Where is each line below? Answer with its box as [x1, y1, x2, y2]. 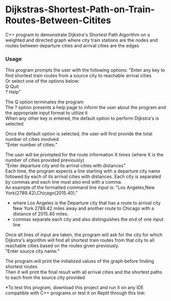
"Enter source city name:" [5, 248, 60, 254]
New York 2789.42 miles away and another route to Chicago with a [12, 205, 155, 211]
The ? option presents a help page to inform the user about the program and [5, 104, 166, 111]
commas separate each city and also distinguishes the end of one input [12, 216, 164, 222]
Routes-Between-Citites [5, 14, 111, 26]
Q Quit [5, 83, 19, 90]
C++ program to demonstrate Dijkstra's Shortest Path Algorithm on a [5, 31, 150, 38]
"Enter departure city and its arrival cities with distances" [5, 163, 126, 169]
